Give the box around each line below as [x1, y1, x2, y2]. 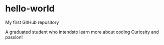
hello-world [5, 3, 55, 14]
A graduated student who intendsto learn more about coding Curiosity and [5, 29, 159, 35]
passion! [5, 34, 23, 40]
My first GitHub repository [5, 19, 59, 25]
